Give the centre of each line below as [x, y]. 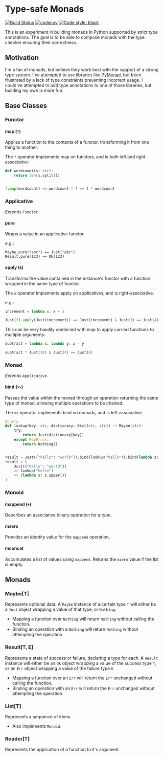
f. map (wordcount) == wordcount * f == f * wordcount [60, 189]
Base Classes [26, 106]
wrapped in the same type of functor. [43, 283]
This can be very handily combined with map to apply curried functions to [80, 330]
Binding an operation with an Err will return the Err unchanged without [83, 688]
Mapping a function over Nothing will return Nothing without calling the [83, 619]
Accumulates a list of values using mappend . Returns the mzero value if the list [82, 559]
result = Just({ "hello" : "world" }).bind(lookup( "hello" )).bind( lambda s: [82, 457]
